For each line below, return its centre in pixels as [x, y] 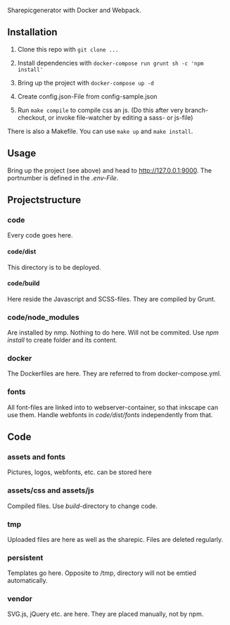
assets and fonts [36, 457]
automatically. [27, 581]
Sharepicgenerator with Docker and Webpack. [75, 10]
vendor [20, 599]
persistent [25, 557]
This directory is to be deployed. [54, 267]
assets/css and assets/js [51, 490]
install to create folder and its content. [62, 340]
